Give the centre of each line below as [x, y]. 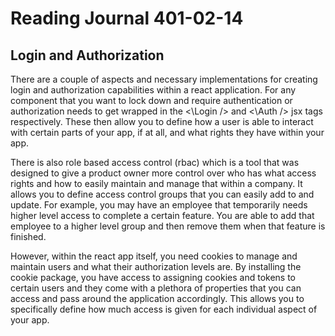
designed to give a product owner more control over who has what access [163, 173]
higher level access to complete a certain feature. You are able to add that [162, 215]
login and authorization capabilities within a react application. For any [153, 90]
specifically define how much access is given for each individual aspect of [164, 309]
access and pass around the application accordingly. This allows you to [157, 298]
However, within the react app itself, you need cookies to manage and [154, 256]
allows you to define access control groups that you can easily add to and [162, 194]
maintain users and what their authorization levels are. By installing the [156, 266]
